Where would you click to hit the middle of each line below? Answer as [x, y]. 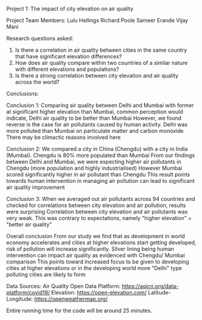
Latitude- [159, 292]
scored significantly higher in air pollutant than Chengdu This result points [98, 174]
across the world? [37, 82]
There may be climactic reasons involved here [64, 137]
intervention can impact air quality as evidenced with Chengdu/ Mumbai [96, 255]
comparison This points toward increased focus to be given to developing [98, 262]
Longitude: [20, 299]
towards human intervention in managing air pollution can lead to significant [100, 181]
